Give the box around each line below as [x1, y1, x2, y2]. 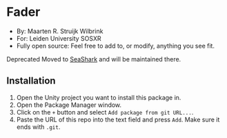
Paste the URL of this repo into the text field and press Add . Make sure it [16, 115, 220, 124]
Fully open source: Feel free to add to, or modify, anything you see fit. [16, 41, 215, 50]
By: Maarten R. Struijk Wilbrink [16, 27, 103, 35]
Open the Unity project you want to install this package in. [16, 93, 181, 101]
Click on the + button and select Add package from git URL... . [16, 108, 194, 116]
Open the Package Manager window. [16, 101, 122, 109]
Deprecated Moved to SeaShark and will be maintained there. [6, 55, 181, 63]
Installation [6, 75, 56, 87]
